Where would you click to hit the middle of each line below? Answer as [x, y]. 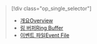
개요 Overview [36, 21]
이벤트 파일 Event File [45, 35]
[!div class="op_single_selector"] [51, 9]
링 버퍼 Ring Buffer [41, 28]
